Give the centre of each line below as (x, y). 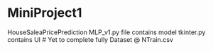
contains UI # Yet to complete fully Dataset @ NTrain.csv (91, 39)
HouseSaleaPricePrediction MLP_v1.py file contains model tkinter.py (106, 32)
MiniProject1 (45, 13)
